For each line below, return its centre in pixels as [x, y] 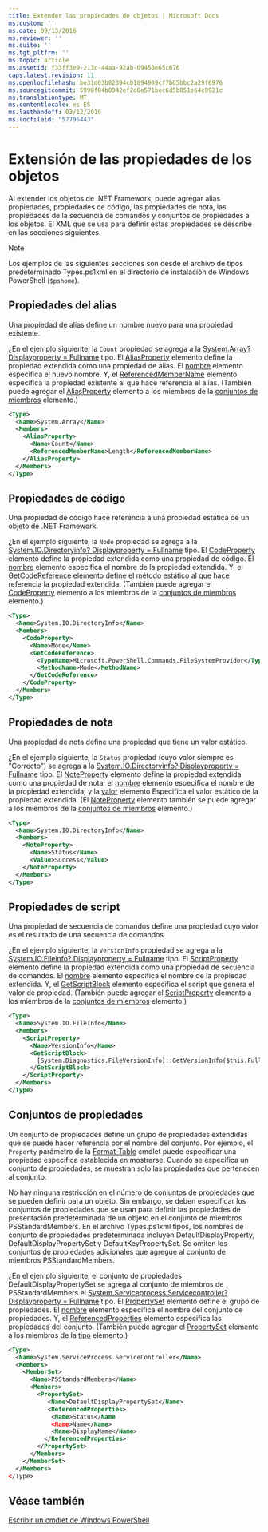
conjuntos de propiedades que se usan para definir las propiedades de [124, 1209]
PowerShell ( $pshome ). [44, 280]
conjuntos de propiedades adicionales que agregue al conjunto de [117, 1251]
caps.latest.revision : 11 [51, 75]
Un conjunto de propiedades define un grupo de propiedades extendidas [128, 1134]
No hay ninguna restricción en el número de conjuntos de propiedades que [132, 1192]
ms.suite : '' [30, 46]
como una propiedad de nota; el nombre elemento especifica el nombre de [131, 782]
